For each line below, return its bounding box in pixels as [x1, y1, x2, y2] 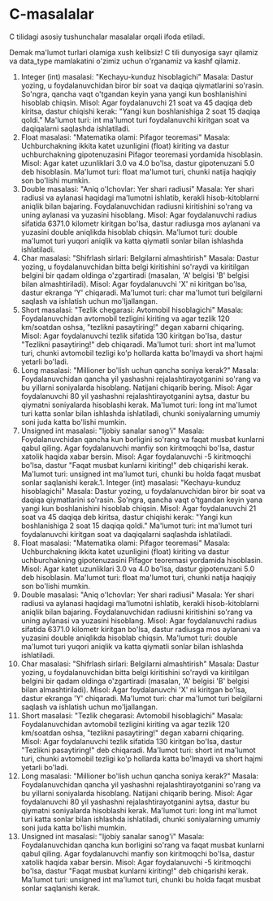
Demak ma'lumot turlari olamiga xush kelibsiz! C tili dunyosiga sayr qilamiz [9, 47, 258, 57]
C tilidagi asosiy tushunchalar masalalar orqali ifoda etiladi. [9, 32, 206, 41]
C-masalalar [9, 5, 94, 24]
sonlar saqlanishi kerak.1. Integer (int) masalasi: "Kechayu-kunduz [20, 477, 241, 487]
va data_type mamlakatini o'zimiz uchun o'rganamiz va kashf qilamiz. [9, 56, 240, 66]
